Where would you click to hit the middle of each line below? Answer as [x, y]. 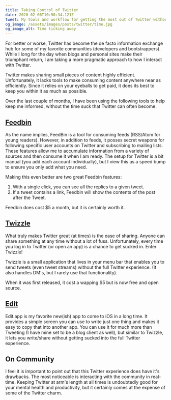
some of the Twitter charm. [34, 393]
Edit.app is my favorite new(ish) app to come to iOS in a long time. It [76, 316]
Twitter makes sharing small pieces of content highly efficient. [70, 75]
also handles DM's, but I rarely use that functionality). [61, 272]
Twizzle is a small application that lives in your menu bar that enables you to [85, 262]
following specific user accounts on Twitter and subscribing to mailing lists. [84, 145]
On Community [30, 359]
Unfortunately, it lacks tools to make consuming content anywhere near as [83, 80]
